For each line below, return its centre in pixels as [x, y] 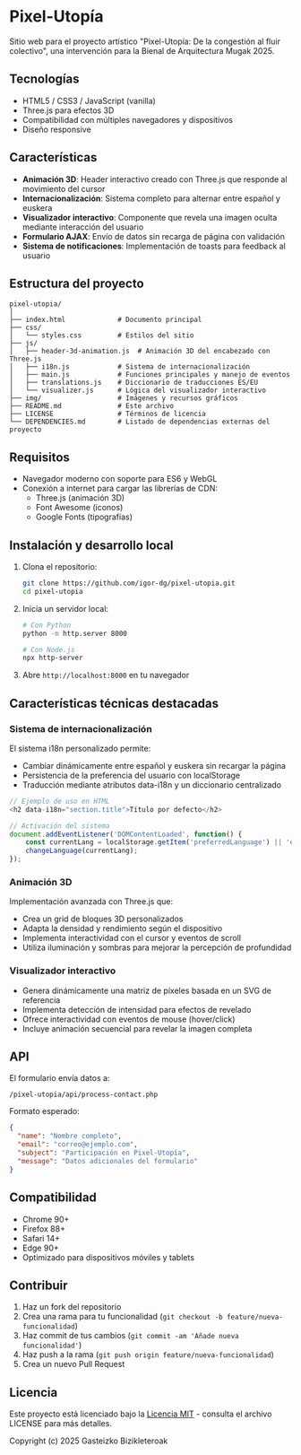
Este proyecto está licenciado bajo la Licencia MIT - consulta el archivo [141, 1414]
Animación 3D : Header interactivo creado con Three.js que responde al [155, 179]
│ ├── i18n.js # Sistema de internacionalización [130, 367]
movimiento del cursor [64, 188]
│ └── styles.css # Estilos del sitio [102, 335]
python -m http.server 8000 [74, 633]
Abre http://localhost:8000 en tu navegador [106, 675]
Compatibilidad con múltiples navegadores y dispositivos [127, 119]
